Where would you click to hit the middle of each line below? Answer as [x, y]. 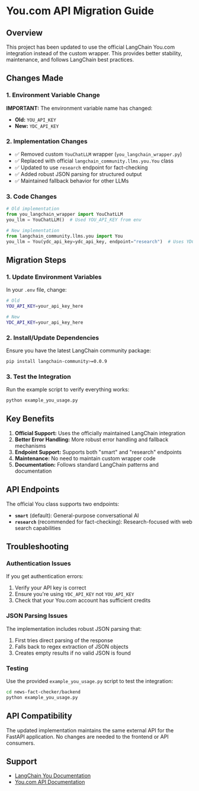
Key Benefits [30, 419]
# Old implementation [33, 209]
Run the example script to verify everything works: [68, 390]
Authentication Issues [38, 563]
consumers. [21, 743]
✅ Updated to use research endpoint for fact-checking [81, 167]
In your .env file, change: [36, 290]
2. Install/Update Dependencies [53, 337]
